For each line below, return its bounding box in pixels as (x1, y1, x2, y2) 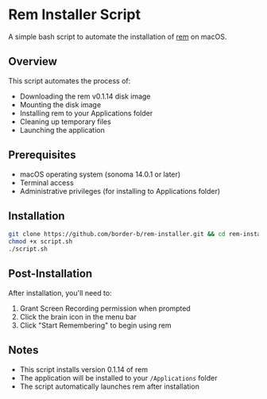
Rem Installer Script (8, 6, 141, 24)
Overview (8, 55, 58, 68)
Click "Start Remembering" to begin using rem (19, 320, 172, 330)
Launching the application (19, 125, 105, 134)
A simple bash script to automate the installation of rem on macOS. (8, 32, 227, 41)
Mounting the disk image (19, 99, 102, 109)
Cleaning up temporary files (19, 117, 111, 126)
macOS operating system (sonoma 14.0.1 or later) (19, 169, 181, 179)
